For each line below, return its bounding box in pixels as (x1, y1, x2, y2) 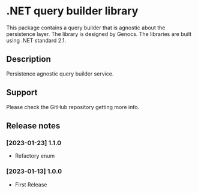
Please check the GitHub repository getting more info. (6, 103, 140, 110)
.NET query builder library (6, 4, 139, 18)
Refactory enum (14, 152, 55, 159)
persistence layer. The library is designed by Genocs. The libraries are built (6, 30, 192, 37)
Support (6, 88, 38, 98)
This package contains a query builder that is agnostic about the (6, 24, 166, 31)
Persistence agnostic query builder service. (6, 70, 114, 77)
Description (6, 54, 51, 64)
